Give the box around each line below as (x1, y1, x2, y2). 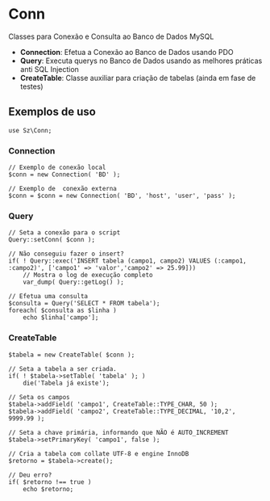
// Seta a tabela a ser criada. (8, 364, 117, 373)
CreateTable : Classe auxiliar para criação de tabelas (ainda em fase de (19, 73, 256, 82)
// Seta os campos (8, 393, 70, 401)
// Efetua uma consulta (8, 293, 89, 301)
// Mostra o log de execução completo (23, 272, 153, 280)
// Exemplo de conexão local (8, 163, 106, 172)
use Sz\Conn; (8, 126, 52, 134)
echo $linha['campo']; (23, 314, 99, 322)
